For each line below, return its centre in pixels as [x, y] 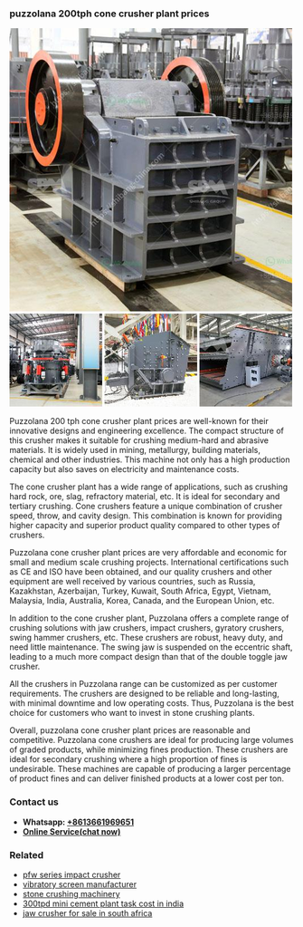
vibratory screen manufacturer [80, 884]
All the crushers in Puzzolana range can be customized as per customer [143, 684]
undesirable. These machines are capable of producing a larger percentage [150, 769]
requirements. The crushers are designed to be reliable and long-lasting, [145, 694]
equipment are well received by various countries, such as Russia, [133, 582]
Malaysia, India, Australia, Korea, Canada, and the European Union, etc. [142, 601]
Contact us [34, 802]
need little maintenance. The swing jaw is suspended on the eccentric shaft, [151, 647]
